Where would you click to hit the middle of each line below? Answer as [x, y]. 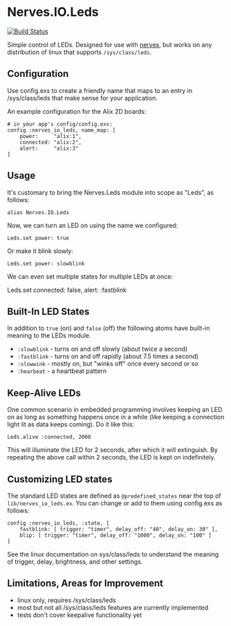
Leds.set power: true [38, 238]
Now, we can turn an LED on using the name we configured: [93, 225]
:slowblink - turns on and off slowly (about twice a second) [102, 349]
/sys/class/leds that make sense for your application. [82, 98]
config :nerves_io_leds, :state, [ [58, 523]
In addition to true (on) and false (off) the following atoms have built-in [109, 328]
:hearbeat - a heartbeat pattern [62, 371]
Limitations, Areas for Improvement [85, 583]
